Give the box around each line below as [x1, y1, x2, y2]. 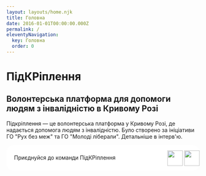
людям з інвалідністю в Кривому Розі [6, 104, 158, 114]
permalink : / [6, 26, 40, 33]
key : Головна [12, 37, 45, 44]
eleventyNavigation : [6, 32, 59, 38]
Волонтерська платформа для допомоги [6, 94, 171, 104]
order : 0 [12, 44, 34, 50]
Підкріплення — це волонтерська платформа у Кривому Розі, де [6, 120, 176, 127]
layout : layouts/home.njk [6, 9, 72, 15]
